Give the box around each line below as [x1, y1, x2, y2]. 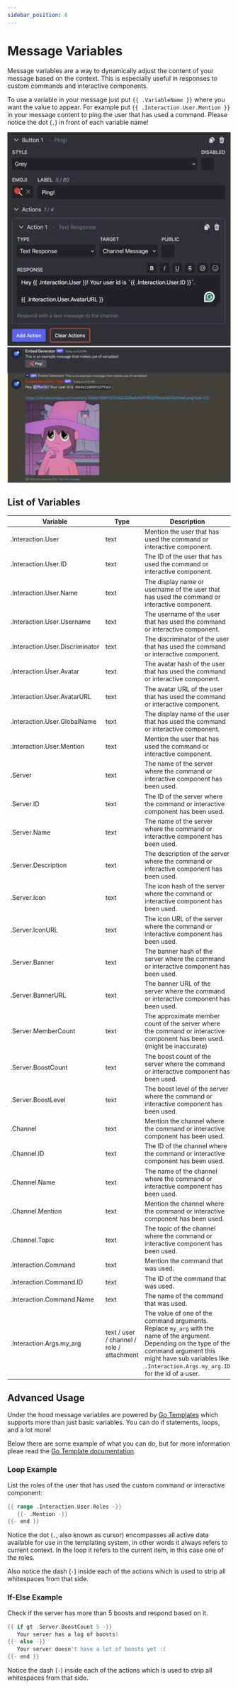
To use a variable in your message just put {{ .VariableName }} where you [7, 95, 225, 104]
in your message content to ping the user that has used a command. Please [7, 110, 228, 119]
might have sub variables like [144, 1354, 229, 1363]
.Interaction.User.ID [10, 560, 67, 568]
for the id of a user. [144, 1370, 200, 1378]
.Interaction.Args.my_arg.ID [144, 1363, 231, 1370]
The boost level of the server [144, 1084, 229, 1093]
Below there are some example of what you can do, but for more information [7, 1439, 230, 1448]
